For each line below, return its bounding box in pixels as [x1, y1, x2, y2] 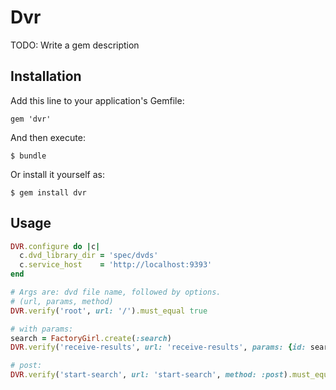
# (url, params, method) [10, 296, 114, 306]
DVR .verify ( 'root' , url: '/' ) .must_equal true [10, 306, 208, 316]
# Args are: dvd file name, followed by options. [10, 287, 222, 298]
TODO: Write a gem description [10, 39, 140, 51]
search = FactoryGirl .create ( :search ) [10, 333, 172, 343]
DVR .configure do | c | [10, 241, 101, 251]
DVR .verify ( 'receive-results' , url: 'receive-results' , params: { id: [10, 342, 307, 353]
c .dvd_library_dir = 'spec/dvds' [19, 251, 159, 261]
